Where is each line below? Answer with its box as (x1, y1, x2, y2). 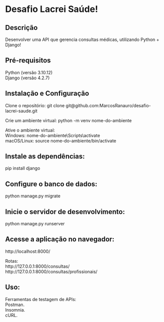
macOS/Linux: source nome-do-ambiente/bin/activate (5, 138, 117, 144)
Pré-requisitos (5, 56, 51, 65)
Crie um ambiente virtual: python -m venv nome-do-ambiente (5, 117, 132, 123)
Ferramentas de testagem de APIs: (5, 296, 76, 302)
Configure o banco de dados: (5, 179, 98, 188)
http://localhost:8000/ (5, 248, 51, 254)
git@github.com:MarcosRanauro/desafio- (65, 102, 151, 108)
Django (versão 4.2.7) (5, 75, 50, 81)
